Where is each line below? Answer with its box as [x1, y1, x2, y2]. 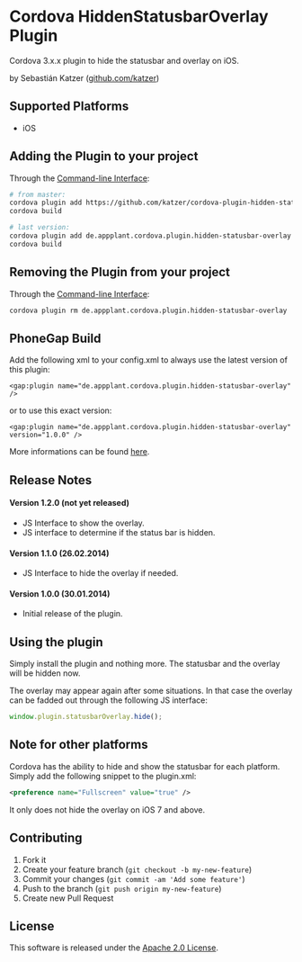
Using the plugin [9, 634, 103, 650]
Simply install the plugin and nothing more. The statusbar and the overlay [9, 659, 280, 670]
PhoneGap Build [9, 330, 102, 346]
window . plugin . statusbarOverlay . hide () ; [9, 713, 164, 722]
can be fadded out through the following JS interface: [9, 695, 209, 706]
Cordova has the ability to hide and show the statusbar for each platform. [9, 760, 280, 771]
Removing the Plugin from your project [9, 265, 231, 280]
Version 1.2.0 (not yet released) [9, 498, 130, 508]
